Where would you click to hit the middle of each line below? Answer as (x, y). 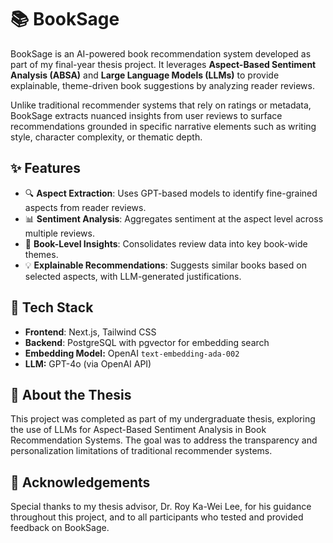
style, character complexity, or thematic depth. (106, 137)
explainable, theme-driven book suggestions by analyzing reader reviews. (162, 85)
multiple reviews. (59, 233)
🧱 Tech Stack (52, 307)
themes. (41, 254)
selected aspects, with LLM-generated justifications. (133, 276)
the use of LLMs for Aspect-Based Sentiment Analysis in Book (138, 430)
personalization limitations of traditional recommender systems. (141, 451)
